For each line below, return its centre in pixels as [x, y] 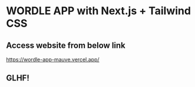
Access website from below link [66, 45]
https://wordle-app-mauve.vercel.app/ [53, 59]
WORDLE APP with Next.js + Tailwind [99, 11]
